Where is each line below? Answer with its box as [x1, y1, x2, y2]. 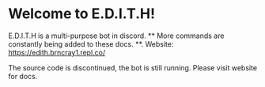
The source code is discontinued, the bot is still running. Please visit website [8, 62, 258, 72]
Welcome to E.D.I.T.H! [8, 5, 156, 23]
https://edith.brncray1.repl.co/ [8, 47, 106, 57]
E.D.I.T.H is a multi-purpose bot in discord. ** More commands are [8, 31, 225, 40]
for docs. [8, 71, 38, 81]
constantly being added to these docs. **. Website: [8, 39, 174, 48]
